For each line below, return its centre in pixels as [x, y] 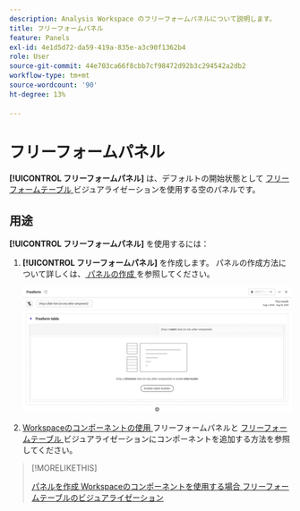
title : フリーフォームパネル [56, 28]
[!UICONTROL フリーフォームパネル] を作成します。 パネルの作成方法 [150, 263]
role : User [30, 57]
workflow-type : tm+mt [50, 76]
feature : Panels [39, 38]
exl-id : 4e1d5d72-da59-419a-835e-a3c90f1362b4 [98, 47]
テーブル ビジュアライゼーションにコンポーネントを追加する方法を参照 [160, 439]
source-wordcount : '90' [54, 85]
